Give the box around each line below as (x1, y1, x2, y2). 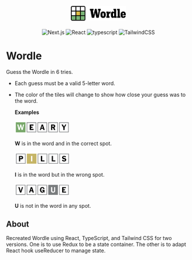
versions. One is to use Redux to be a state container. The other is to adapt (6, 241, 186, 248)
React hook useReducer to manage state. (6, 247, 106, 254)
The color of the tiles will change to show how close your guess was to (14, 91, 186, 99)
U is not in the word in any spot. (14, 202, 91, 209)
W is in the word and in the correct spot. (14, 140, 112, 147)
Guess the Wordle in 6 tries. (6, 69, 73, 76)
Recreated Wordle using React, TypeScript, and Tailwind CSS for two (6, 235, 172, 242)
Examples (14, 109, 40, 116)
